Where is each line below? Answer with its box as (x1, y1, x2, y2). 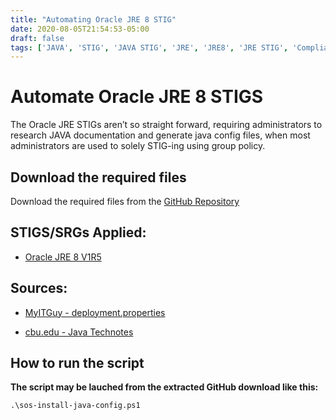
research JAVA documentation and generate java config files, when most (10, 129, 311, 141)
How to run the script (10, 355, 145, 372)
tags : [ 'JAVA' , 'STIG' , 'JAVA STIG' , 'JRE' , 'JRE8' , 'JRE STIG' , (10, 42, 289, 53)
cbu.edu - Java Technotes (24, 326, 134, 338)
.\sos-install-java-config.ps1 (10, 401, 141, 411)
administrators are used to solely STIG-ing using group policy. (10, 140, 266, 152)
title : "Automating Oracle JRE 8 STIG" (10, 14, 177, 25)
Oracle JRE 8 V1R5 (24, 251, 102, 263)
